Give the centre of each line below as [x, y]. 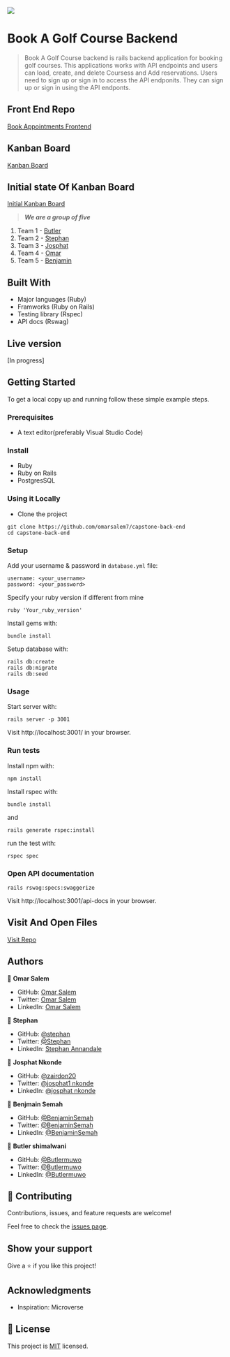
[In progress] [26, 360]
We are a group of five [57, 217]
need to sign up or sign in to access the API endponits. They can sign [124, 80]
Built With [29, 283]
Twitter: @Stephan [44, 1041]
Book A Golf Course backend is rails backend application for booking [123, 58]
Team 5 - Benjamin [44, 261]
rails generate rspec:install [51, 830]
